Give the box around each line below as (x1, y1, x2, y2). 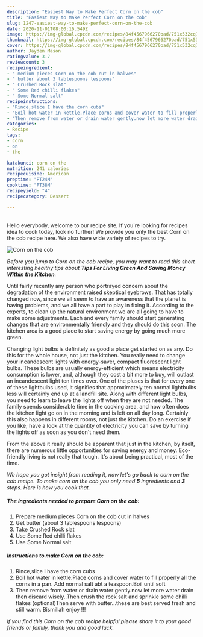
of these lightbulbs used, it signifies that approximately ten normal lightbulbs (7, 383, 197, 391)
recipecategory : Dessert (7, 193, 69, 199)
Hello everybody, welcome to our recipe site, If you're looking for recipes (7, 221, 188, 229)
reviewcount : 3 (7, 59, 45, 65)
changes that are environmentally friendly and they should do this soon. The (7, 321, 196, 328)
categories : (7, 121, 37, 127)
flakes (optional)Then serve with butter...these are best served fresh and (15, 599, 196, 606)
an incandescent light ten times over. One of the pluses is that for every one (7, 377, 195, 384)
